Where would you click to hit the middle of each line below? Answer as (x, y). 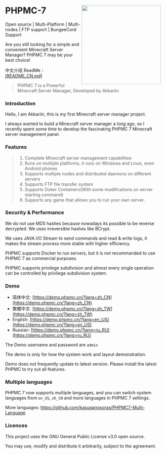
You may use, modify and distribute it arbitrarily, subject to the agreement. (81, 446)
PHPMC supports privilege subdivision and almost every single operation (80, 268)
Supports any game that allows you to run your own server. (85, 200)
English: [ (22, 320)
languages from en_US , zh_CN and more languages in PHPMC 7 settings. (78, 398)
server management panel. (33, 134)
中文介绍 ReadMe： (25, 70)
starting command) (44, 195)
